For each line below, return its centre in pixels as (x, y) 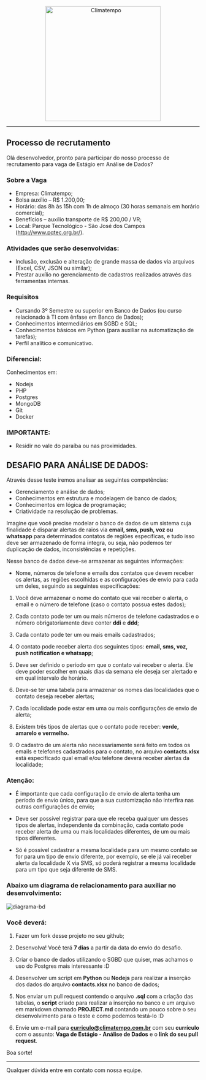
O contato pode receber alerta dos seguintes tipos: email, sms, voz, (101, 647)
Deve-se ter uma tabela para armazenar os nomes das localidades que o (107, 690)
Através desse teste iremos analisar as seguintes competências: (87, 480)
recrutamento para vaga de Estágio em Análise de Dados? (80, 164)
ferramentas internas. (43, 281)
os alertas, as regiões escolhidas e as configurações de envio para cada (107, 580)
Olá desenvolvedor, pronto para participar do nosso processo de (88, 158)
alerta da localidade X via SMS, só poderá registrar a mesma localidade (105, 863)
